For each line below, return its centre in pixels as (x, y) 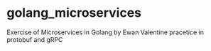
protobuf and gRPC (35, 39)
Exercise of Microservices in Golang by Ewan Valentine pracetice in (105, 32)
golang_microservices (74, 13)
